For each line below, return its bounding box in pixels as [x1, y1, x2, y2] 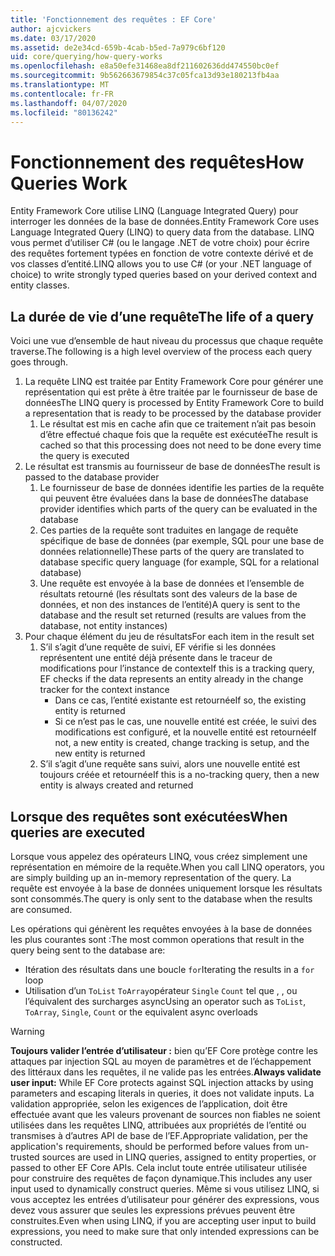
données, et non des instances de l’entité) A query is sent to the [39, 599, 301, 611]
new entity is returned [54, 747, 146, 760]
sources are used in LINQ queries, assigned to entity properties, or [41, 1151, 317, 1163]
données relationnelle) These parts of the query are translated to [39, 546, 305, 558]
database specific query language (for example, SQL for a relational [39, 556, 320, 568]
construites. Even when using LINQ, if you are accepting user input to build [10, 1214, 317, 1226]
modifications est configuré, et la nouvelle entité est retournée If [54, 726, 317, 738]
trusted [10, 1151, 40, 1163]
